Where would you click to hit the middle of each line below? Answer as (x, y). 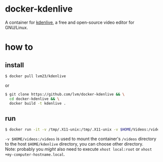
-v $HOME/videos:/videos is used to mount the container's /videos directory (81, 139)
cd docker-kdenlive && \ (34, 99)
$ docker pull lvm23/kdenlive (36, 76)
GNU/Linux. (16, 27)
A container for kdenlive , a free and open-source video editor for (70, 22)
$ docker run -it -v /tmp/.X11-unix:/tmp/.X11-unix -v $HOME (68, 130)
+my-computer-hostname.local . (35, 154)
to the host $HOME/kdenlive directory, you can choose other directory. (74, 144)
